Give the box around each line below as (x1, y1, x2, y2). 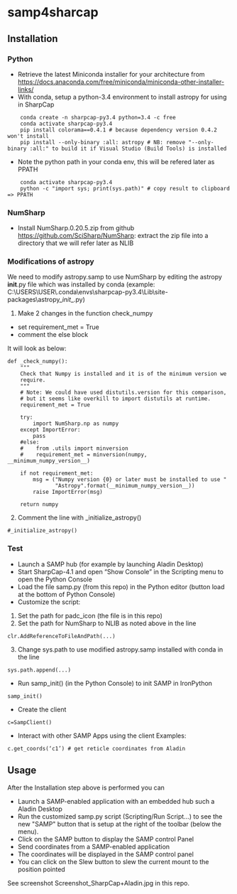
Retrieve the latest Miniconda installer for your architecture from (17, 70, 205, 78)
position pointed (17, 865, 65, 873)
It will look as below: (7, 344, 67, 352)
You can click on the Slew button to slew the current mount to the (17, 857, 209, 866)
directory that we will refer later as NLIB (17, 239, 134, 247)
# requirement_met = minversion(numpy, (20, 451, 148, 458)
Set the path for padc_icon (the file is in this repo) (17, 611, 163, 620)
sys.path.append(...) (7, 666, 72, 674)
